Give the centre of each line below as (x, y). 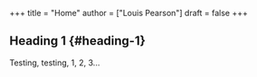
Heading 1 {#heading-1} (78, 41)
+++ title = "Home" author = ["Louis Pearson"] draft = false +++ (129, 13)
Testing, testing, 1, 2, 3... (55, 63)
